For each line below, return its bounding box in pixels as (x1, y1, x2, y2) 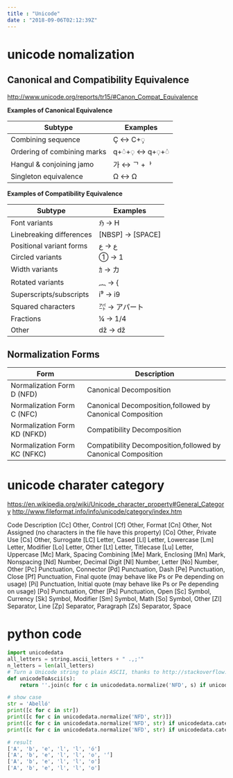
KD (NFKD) (10, 430, 47, 439)
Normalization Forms (7, 348, 101, 360)
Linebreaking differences (10, 230, 92, 239)
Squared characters (10, 301, 76, 311)
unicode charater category (7, 477, 165, 493)
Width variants (10, 264, 58, 274)
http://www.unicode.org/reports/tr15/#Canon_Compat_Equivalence (7, 92, 199, 101)
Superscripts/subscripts (10, 289, 89, 299)
